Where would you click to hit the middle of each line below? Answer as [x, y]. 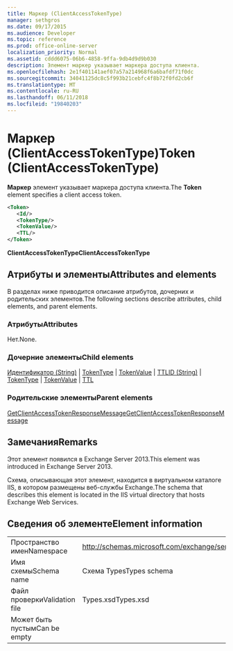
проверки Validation [43, 600]
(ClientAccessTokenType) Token [101, 153]
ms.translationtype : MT [42, 85]
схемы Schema [35, 571]
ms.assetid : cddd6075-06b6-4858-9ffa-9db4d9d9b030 [82, 59]
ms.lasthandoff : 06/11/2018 [48, 98]
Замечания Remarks [53, 442]
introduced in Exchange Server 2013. [60, 466]
